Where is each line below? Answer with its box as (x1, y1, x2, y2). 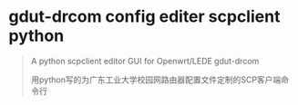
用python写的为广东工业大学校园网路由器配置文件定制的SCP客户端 (30, 74, 282, 85)
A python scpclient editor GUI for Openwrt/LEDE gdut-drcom (30, 55, 260, 66)
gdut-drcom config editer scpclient (8, 6, 281, 27)
